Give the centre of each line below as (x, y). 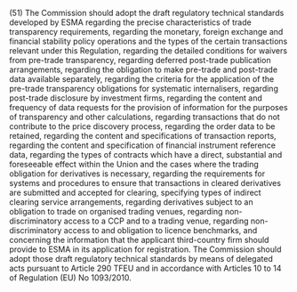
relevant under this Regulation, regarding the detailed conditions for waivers (148, 51)
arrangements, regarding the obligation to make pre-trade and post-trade (144, 69)
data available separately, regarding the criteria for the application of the (142, 79)
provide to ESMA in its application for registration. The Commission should (145, 249)
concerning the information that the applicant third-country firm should (139, 240)
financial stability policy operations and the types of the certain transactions (148, 41)
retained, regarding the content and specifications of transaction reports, (143, 136)
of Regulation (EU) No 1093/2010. (70, 278)
